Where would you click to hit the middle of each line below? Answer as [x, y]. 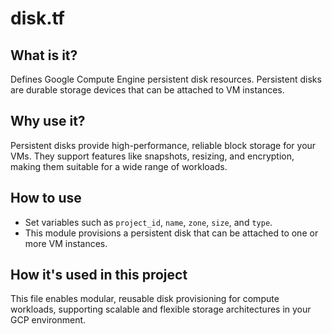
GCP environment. [48, 320]
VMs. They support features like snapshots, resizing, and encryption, [152, 156]
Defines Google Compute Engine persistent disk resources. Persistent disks [166, 79]
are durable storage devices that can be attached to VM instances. [147, 90]
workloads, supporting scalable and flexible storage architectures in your [161, 309]
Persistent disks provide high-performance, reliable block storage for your [163, 145]
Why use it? [48, 121]
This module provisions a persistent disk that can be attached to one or [171, 233]
